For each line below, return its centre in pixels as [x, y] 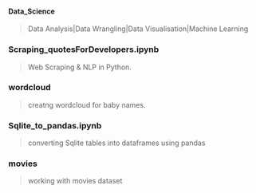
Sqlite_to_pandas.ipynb [55, 125]
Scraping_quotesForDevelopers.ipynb [84, 49]
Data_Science [32, 11]
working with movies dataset [75, 181]
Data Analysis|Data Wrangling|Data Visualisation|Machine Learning [138, 29]
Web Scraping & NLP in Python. [79, 67]
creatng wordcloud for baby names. [87, 104]
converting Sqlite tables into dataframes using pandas [116, 143]
